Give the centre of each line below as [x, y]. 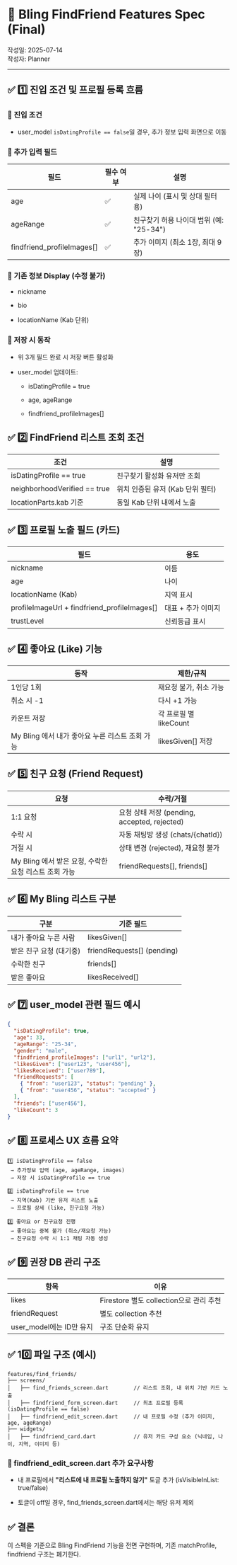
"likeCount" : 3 [36, 1110]
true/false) [33, 1488]
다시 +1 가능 [177, 700]
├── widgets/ [26, 1429]
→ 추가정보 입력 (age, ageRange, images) [68, 1171]
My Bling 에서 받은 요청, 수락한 [59, 861]
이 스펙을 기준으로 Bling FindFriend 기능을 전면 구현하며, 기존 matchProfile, [112, 1545]
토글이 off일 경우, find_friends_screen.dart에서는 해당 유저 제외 [105, 1503]
